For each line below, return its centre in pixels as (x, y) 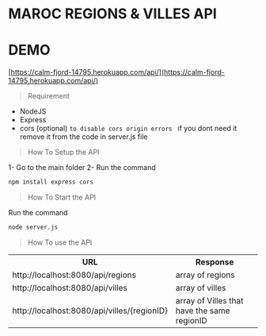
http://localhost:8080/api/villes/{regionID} (90, 311)
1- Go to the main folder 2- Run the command (82, 168)
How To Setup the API (63, 153)
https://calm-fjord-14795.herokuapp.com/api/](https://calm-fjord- (118, 72)
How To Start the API (62, 197)
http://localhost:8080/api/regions (74, 275)
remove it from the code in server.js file (84, 137)
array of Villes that (209, 300)
